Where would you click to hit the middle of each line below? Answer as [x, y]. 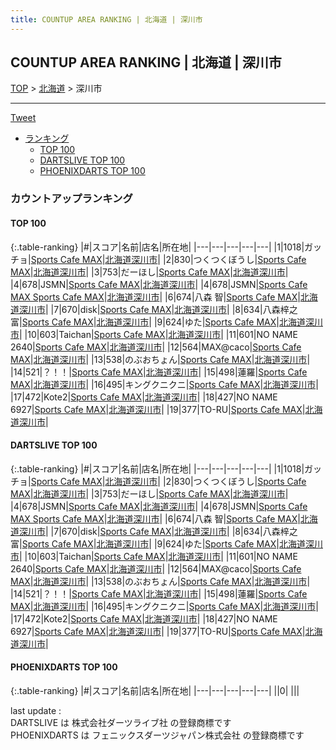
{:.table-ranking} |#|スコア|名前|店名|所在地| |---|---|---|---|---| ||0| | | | [155, 690]
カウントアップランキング [71, 199]
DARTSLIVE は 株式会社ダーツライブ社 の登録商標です [121, 722]
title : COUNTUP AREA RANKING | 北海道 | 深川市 [106, 19]
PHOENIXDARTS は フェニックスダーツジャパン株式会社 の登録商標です [157, 735]
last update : [36, 710]
